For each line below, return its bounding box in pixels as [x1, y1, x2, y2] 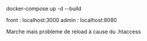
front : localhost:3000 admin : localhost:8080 [6, 17, 117, 23]
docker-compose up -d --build [6, 5, 82, 12]
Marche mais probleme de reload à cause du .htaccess [6, 28, 141, 35]
